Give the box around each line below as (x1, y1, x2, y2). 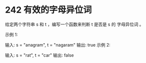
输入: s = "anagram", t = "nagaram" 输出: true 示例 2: (5, 42, 110, 47)
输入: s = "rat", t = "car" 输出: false (5, 52, 74, 58)
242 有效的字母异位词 (5, 4, 92, 16)
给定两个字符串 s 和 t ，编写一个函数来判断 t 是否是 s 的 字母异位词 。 (5, 21, 144, 27)
